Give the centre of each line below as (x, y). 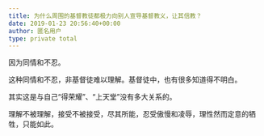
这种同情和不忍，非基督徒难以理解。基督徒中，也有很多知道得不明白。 (125, 80)
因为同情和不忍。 (37, 62)
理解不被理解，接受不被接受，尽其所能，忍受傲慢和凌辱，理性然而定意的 (128, 114)
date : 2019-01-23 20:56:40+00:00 (65, 23)
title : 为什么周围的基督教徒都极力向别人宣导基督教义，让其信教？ (105, 16)
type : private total (43, 38)
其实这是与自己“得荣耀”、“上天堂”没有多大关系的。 (92, 97)
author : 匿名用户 (35, 31)
